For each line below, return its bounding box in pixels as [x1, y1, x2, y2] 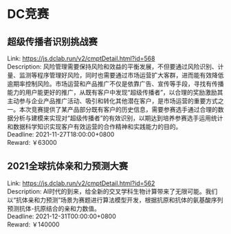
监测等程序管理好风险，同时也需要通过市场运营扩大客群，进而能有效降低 [19, 71, 224, 79]
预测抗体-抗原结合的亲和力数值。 [7, 204, 101, 213]
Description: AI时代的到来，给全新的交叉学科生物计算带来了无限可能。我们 [7, 187, 218, 196]
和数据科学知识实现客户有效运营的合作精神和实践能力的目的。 [7, 123, 182, 130]
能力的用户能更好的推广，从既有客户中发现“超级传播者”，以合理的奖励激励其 [7, 89, 223, 96]
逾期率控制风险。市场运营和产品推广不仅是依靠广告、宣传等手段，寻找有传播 [7, 80, 224, 88]
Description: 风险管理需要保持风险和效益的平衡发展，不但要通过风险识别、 [7, 62, 218, 71]
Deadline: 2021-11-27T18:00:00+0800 [7, 130, 115, 138]
